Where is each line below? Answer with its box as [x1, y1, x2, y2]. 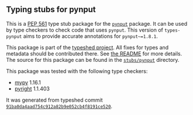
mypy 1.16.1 [14, 79, 41, 86]
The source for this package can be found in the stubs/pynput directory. [6, 56, 180, 63]
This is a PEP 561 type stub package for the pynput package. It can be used [6, 20, 188, 27]
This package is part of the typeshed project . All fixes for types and [6, 44, 169, 51]
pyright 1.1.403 [14, 85, 50, 92]
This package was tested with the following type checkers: [6, 67, 148, 75]
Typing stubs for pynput [6, 5, 96, 15]
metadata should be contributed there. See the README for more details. [6, 50, 182, 57]
